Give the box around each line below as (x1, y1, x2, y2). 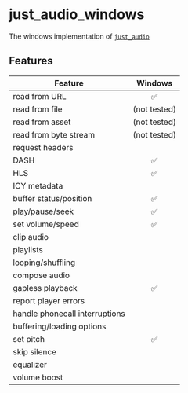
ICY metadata (13, 180, 63, 191)
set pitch (13, 333, 45, 344)
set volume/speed (13, 219, 79, 230)
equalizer (13, 359, 48, 370)
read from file (13, 104, 63, 115)
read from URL (13, 90, 67, 101)
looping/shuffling (13, 257, 76, 268)
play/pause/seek (13, 206, 74, 217)
